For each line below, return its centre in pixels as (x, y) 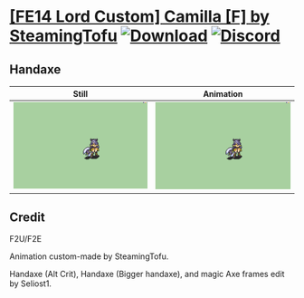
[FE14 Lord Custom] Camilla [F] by (139, 17)
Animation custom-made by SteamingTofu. (89, 256)
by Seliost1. (31, 284)
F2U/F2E (26, 239)
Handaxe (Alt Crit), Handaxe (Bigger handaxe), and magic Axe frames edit (147, 274)
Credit (27, 217)
